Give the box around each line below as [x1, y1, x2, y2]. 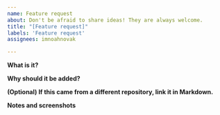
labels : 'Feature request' [7, 29, 85, 37]
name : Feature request [7, 10, 73, 17]
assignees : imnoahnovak [7, 36, 76, 43]
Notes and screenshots [7, 101, 76, 109]
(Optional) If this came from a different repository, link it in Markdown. [7, 88, 214, 96]
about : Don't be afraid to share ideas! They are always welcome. [7, 17, 203, 24]
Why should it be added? [7, 74, 81, 83]
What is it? [7, 61, 39, 69]
